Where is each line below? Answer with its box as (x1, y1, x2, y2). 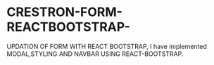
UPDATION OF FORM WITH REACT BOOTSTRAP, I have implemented (6, 42, 207, 50)
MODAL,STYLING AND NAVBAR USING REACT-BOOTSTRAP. (6, 50, 184, 58)
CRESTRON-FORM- (6, 4, 122, 20)
